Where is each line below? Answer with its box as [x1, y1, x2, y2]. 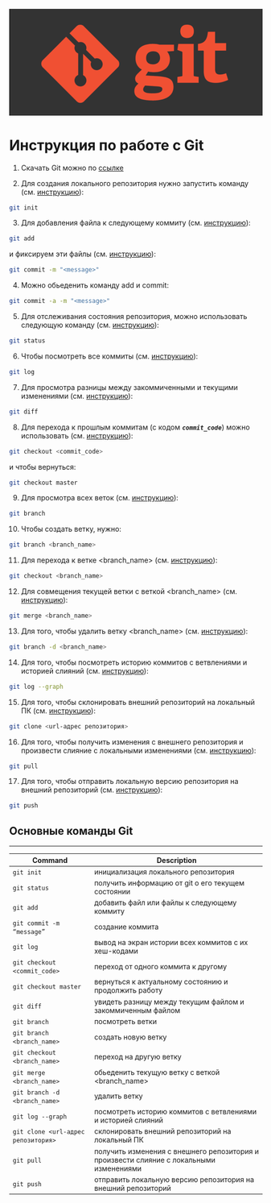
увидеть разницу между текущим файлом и [94, 997, 244, 1006]
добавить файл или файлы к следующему [94, 898, 237, 907]
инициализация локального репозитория [94, 867, 235, 877]
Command [31, 855, 68, 865]
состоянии [94, 887, 131, 897]
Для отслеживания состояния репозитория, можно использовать [20, 312, 248, 321]
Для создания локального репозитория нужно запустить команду [20, 178, 248, 188]
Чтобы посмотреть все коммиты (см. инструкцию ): [20, 351, 199, 361]
